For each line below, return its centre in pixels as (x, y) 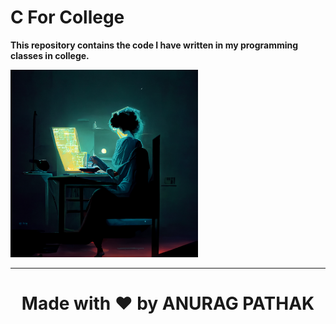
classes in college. (50, 55)
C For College (67, 17)
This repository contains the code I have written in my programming (154, 45)
